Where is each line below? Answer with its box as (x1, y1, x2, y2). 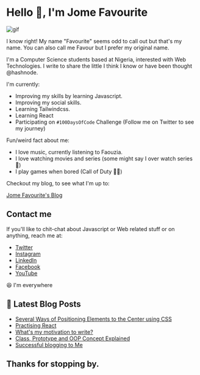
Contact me (6, 209, 52, 220)
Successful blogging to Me (15, 341, 84, 348)
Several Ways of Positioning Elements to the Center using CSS (15, 315, 172, 323)
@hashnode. (6, 68, 38, 76)
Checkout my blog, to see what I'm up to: (6, 179, 110, 187)
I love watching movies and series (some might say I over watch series (15, 155, 193, 162)
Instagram (15, 250, 41, 257)
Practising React (15, 321, 57, 329)
